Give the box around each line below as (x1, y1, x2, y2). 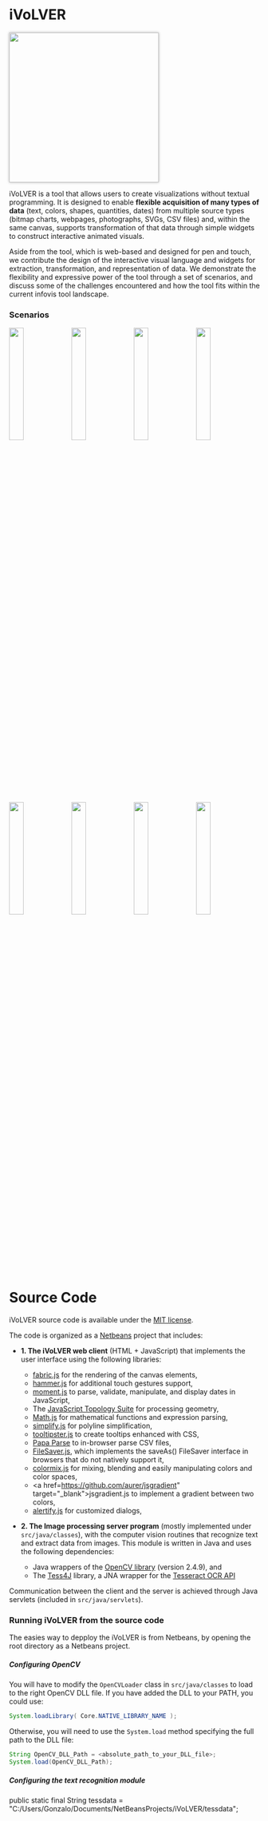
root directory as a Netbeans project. (9, 1641, 131, 1651)
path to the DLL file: (9, 1736, 74, 1745)
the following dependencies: (20, 1547, 115, 1557)
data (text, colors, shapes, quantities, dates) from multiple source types (9, 205, 245, 215)
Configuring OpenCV (9, 1660, 81, 1669)
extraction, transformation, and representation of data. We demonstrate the (9, 264, 257, 273)
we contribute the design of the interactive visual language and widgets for (9, 255, 256, 264)
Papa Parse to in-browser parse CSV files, (32, 1438, 171, 1448)
